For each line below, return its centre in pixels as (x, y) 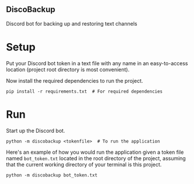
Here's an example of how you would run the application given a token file (95, 152)
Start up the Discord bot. (36, 130)
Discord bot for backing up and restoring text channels (72, 23)
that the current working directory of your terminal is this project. (84, 164)
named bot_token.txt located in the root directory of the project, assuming (96, 158)
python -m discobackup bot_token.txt (52, 175)
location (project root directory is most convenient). (68, 69)
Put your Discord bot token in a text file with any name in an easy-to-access (97, 63)
